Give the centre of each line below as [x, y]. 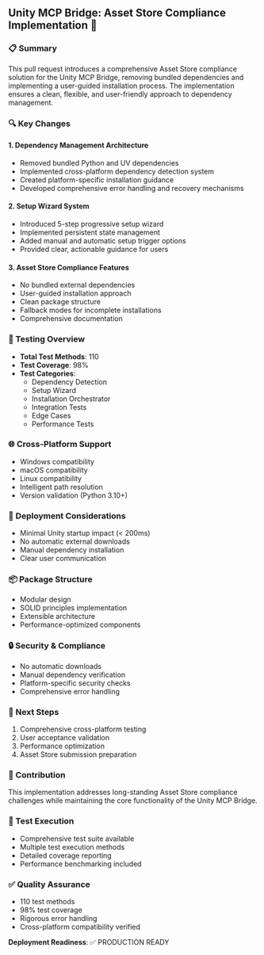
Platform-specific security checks [75, 683]
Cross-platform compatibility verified [80, 926]
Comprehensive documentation [71, 319]
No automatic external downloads [75, 541]
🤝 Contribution [37, 774]
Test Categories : [48, 373]
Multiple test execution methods [72, 846]
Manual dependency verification [73, 674]
